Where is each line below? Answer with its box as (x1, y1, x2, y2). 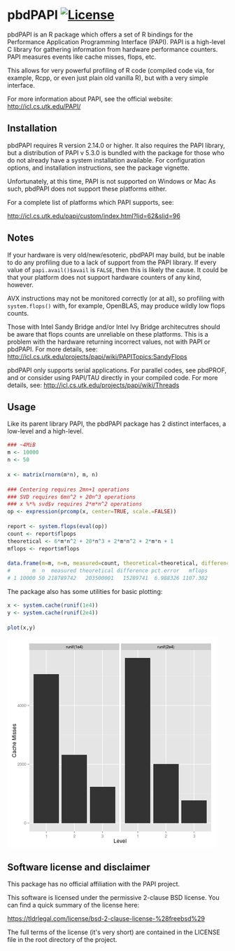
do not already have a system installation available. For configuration (7, 156, 205, 164)
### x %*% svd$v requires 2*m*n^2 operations (7, 501, 142, 508)
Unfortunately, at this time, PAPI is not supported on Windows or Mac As (7, 177, 216, 185)
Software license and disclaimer (7, 861, 150, 873)
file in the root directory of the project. (7, 936, 117, 944)
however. (7, 281, 34, 289)
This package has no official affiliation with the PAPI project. (7, 880, 180, 889)
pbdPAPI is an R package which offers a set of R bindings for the (7, 30, 194, 39)
